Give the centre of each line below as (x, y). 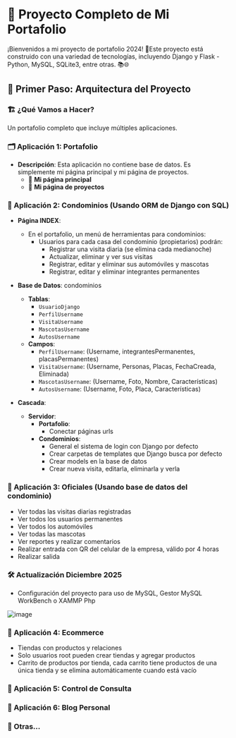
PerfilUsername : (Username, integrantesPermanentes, (117, 351)
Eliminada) (54, 374)
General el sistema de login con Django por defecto (124, 447)
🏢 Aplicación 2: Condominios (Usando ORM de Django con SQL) (118, 205)
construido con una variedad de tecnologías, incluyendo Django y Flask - (113, 56)
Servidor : (42, 416)
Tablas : (39, 299)
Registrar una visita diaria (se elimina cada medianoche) (130, 249)
